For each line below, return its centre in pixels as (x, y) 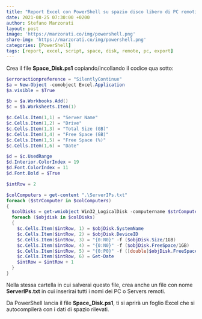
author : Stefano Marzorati (40, 23)
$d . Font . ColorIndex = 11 (37, 168)
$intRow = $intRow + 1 (45, 262)
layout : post (23, 29)
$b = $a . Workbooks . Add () (37, 101)
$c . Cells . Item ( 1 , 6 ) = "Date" (43, 146)
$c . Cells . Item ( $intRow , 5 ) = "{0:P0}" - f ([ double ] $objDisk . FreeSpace (107, 251)
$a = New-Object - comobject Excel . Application (66, 85)
